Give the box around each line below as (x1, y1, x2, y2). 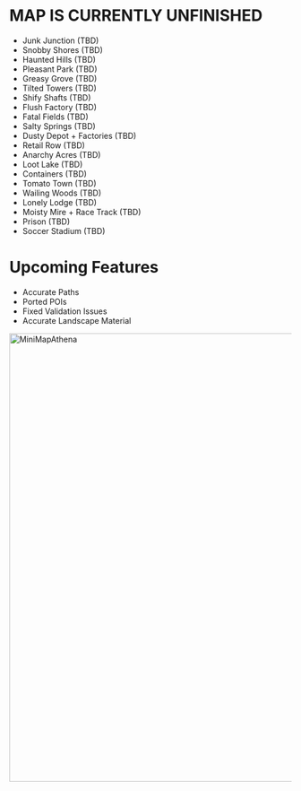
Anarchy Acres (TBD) (21, 149, 101, 160)
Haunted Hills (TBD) (21, 54, 97, 65)
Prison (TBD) (21, 216, 71, 227)
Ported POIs (21, 296, 67, 307)
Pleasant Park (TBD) (21, 64, 98, 74)
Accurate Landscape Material (21, 315, 132, 326)
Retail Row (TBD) (21, 140, 85, 151)
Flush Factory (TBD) (21, 101, 97, 112)
